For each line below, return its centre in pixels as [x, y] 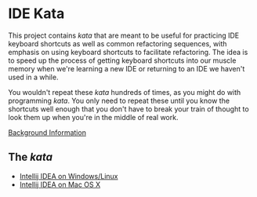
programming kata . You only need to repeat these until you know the [119, 100]
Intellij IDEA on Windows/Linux [69, 176]
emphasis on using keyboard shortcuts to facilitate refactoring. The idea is [128, 52]
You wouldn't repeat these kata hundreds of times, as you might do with [125, 92]
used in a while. [33, 77]
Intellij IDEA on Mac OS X [60, 184]
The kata [31, 157]
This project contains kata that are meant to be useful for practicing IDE [124, 35]
